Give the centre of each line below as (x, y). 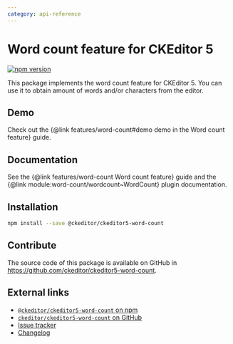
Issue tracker (37, 325)
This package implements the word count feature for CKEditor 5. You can (115, 83)
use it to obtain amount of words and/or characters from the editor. (106, 90)
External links (38, 293)
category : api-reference (44, 14)
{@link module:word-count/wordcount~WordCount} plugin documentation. (117, 184)
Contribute (32, 245)
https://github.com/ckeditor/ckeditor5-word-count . (82, 270)
